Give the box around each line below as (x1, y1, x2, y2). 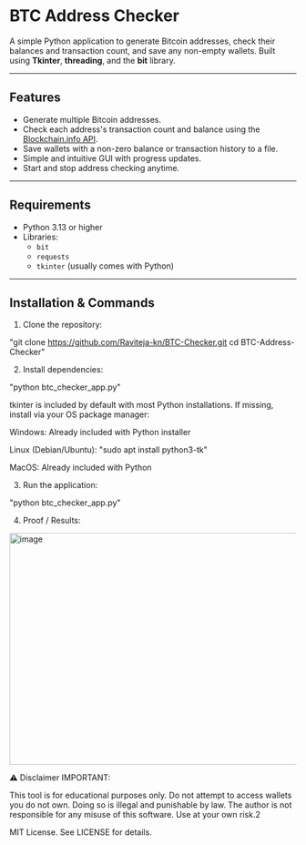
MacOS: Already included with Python (9, 462, 152, 473)
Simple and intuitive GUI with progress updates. (22, 152, 202, 164)
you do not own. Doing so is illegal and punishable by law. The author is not (9, 799, 292, 810)
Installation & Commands (9, 295, 155, 311)
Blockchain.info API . (22, 133, 98, 144)
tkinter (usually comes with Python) (36, 260, 175, 271)
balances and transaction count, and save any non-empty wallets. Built (9, 45, 276, 56)
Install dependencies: (22, 364, 104, 375)
